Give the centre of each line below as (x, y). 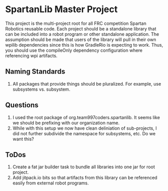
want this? (23, 139)
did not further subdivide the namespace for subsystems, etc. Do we (84, 133)
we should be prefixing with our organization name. (66, 123)
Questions (22, 105)
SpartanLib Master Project (61, 9)
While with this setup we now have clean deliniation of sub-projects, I (85, 128)
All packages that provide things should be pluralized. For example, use (87, 84)
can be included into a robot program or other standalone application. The (82, 34)
